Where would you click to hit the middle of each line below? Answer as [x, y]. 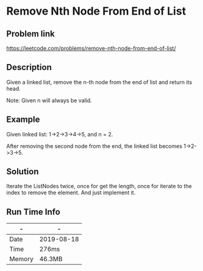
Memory [21, 259]
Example [23, 120]
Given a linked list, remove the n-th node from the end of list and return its [99, 82]
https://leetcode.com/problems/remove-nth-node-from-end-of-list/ [91, 48]
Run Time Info [34, 212]
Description [29, 67]
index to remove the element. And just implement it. [71, 192]
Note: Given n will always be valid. [49, 100]
